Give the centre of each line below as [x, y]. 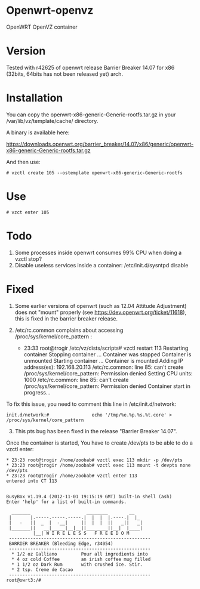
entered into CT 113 [32, 481]
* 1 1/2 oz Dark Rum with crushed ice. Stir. [77, 565]
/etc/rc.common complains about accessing [69, 330]
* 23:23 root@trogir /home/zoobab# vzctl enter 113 [72, 476]
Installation [35, 98]
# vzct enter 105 [28, 212]
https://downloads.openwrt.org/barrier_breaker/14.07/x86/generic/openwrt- [100, 144]
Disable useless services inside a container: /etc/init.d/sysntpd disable [101, 265]
